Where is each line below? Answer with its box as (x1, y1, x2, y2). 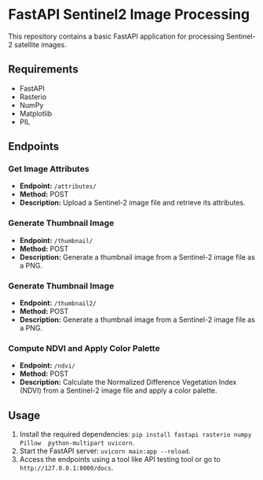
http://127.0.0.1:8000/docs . (19, 463, 114, 473)
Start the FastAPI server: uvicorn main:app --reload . (19, 446, 191, 456)
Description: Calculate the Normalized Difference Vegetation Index (19, 378, 237, 387)
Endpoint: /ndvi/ (19, 360, 76, 371)
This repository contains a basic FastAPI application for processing (8, 31, 225, 41)
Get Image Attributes (8, 164, 89, 175)
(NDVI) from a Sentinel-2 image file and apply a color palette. (19, 386, 217, 395)
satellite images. (14, 39, 67, 49)
